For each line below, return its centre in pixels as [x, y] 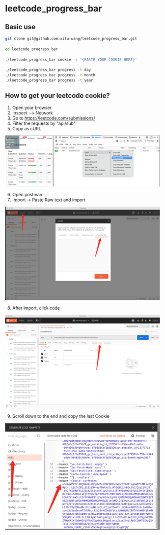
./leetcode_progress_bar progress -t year [49, 80]
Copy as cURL [27, 128]
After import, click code [36, 308]
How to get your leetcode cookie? [58, 96]
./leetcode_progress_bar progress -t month [50, 75]
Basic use [20, 27]
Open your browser [32, 107]
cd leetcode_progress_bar [31, 49]
